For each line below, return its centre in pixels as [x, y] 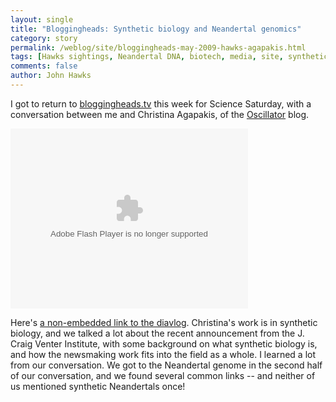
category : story [44, 38]
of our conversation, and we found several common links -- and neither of [163, 375]
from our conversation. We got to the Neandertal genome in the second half [166, 365]
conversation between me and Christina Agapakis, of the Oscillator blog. [160, 114]
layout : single [42, 19]
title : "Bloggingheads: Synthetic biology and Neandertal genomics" [156, 29]
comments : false [44, 66]
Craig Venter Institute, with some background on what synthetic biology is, [164, 343]
